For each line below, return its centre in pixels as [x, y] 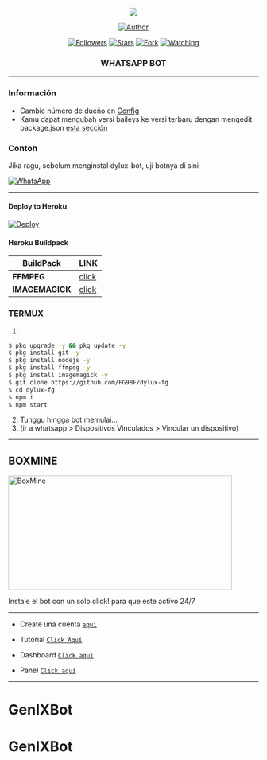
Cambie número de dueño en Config [79, 111]
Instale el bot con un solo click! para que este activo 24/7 [102, 602]
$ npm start [28, 405]
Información [33, 93]
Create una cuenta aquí [58, 624]
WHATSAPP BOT [133, 63]
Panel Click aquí [48, 670]
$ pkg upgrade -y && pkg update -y [67, 345]
